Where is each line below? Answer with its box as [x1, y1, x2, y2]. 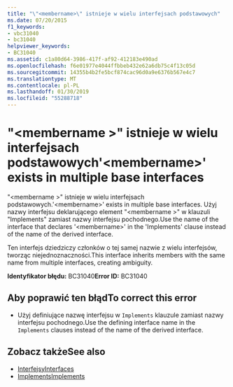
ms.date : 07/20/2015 [7, 17, 68, 24]
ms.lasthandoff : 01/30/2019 [7, 88, 90, 95]
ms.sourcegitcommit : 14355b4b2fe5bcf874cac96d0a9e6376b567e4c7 [7, 69, 196, 76]
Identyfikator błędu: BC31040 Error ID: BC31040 [7, 272, 148, 280]
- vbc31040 [7, 29, 39, 37]
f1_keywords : [7, 23, 45, 30]
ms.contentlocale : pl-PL [7, 82, 80, 89]
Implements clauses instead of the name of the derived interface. [17, 325, 204, 334]
